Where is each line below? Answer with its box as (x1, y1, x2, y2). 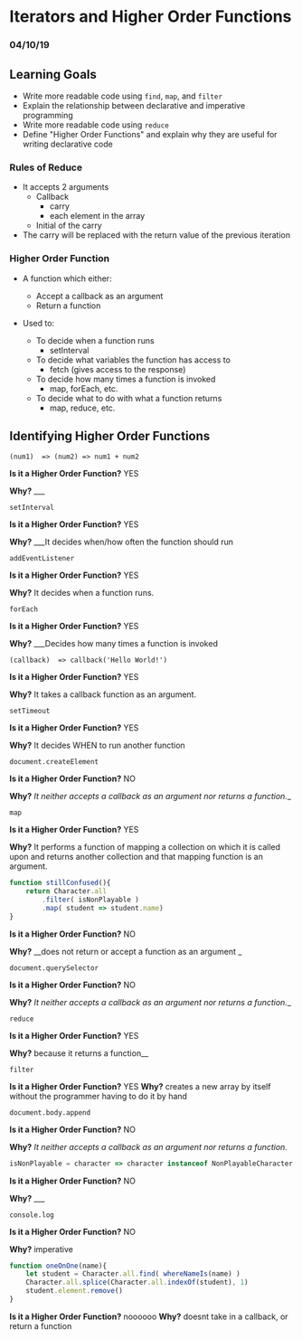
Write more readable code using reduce (22, 119, 169, 130)
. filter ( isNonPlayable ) (42, 895, 140, 905)
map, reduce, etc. (49, 402, 116, 413)
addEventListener (9, 554, 75, 563)
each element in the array (49, 211, 146, 222)
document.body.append (9, 1108, 91, 1117)
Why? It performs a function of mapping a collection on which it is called (9, 842, 281, 853)
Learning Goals (9, 66, 98, 82)
